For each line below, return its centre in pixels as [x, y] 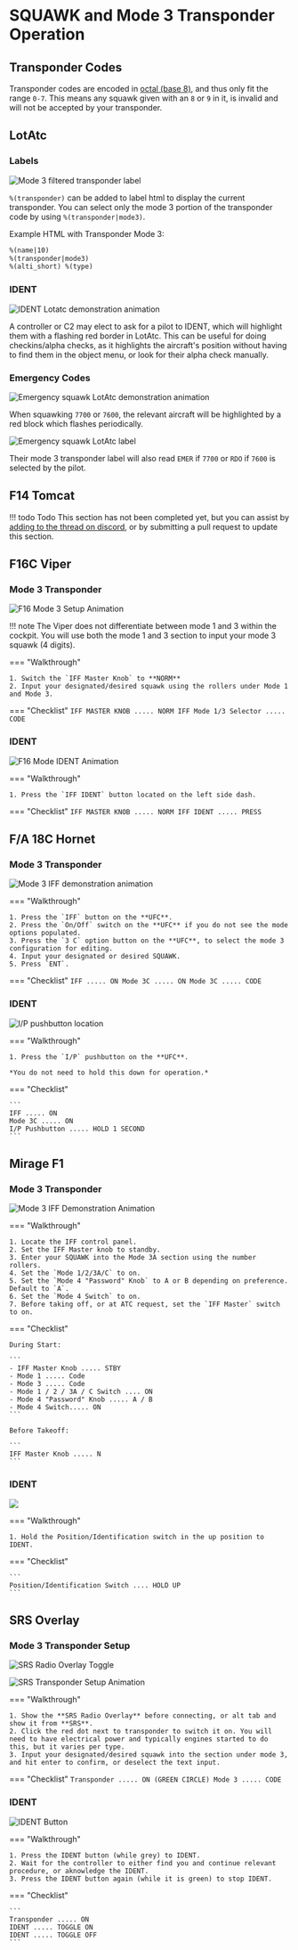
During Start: [36, 1345]
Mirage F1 [36, 1164]
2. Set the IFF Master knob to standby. [85, 1250]
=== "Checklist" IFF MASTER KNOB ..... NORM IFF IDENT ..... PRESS [136, 811]
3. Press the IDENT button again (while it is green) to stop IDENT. [141, 1879]
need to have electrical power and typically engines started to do [139, 1739]
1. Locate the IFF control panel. [73, 1242]
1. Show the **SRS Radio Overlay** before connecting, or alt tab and [143, 1716]
